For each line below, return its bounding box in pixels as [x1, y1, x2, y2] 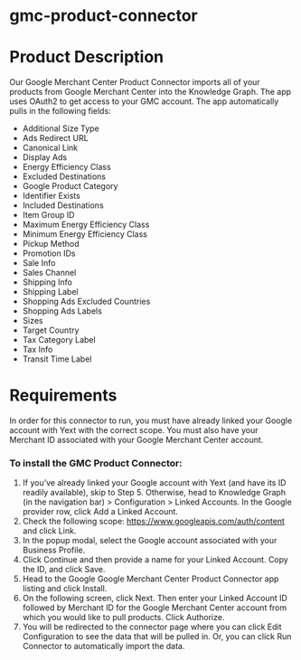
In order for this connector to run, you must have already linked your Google [9, 415, 293, 426]
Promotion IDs [22, 248, 76, 259]
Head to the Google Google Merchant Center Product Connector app [22, 573, 279, 584]
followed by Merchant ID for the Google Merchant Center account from [22, 602, 287, 613]
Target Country [22, 325, 80, 335]
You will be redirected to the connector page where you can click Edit [22, 621, 282, 633]
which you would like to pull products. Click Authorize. [22, 612, 225, 623]
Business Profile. [22, 544, 86, 556]
